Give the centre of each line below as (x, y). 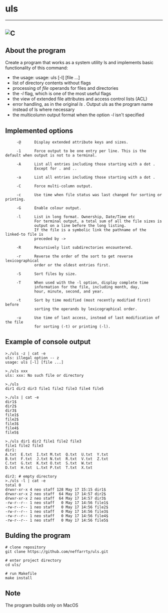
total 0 (13, 485)
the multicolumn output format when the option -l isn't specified (78, 115)
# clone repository (25, 547)
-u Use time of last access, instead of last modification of (88, 318)
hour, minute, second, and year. (69, 291)
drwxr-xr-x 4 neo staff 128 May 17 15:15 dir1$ (56, 490)
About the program (35, 50)
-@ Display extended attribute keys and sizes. (72, 142)
